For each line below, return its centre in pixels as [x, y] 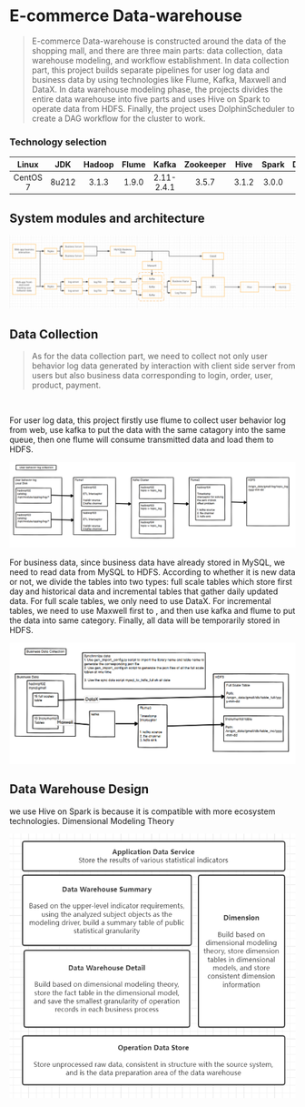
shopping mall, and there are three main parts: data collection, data [157, 50]
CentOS [28, 177]
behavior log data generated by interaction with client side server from [163, 366]
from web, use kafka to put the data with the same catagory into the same [148, 430]
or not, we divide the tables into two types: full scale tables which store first [151, 581]
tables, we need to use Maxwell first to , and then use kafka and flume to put [152, 610]
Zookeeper [205, 164]
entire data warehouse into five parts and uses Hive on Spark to [151, 99]
